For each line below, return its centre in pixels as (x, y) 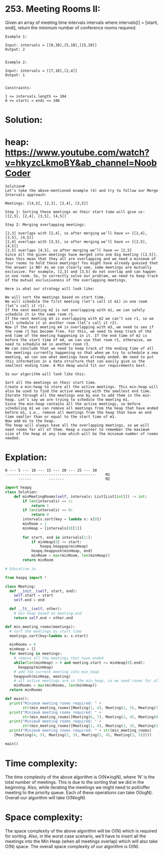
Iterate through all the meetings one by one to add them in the (73, 396)
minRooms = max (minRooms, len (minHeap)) (55, 685)
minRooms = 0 (23, 645)
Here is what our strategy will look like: (50, 289)
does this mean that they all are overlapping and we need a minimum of (81, 259)
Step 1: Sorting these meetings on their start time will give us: (75, 212)
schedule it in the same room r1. (40, 315)
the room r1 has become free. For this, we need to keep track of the (78, 332)
